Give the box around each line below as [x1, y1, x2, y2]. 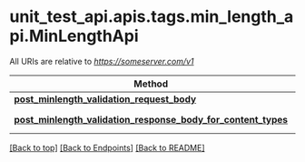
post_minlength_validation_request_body [14, 93, 197, 106]
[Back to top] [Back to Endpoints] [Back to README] [9, 142, 206, 153]
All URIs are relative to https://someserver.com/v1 [9, 56, 194, 66]
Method [133, 77, 169, 90]
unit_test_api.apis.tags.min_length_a [9, 6, 294, 27]
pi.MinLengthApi [9, 25, 139, 46]
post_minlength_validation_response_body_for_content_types [14, 113, 289, 126]
